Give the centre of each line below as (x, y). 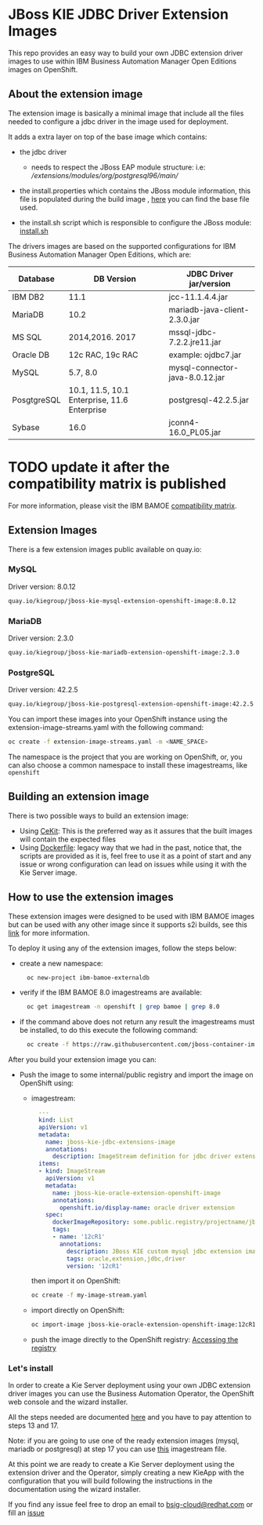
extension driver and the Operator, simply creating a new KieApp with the (126, 1472)
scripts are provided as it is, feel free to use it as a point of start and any (135, 856)
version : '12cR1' (94, 1266)
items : (49, 1164)
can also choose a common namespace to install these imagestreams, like (128, 765)
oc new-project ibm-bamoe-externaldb (88, 978)
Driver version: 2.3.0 (41, 638)
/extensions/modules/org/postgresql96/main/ (104, 175)
